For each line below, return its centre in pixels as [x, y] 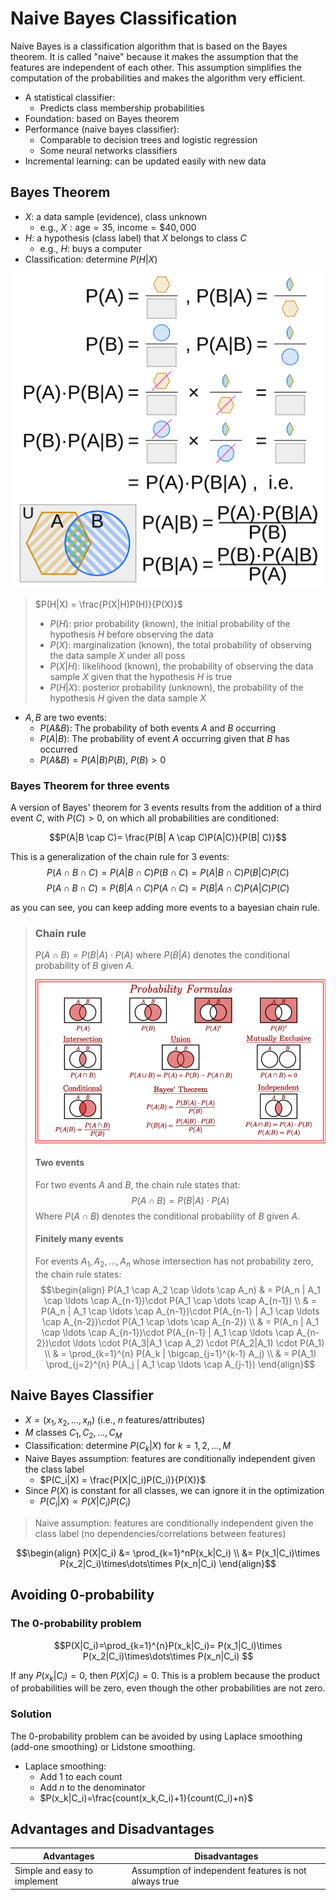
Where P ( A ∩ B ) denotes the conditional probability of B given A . [167, 1216]
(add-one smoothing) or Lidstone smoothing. [103, 1746]
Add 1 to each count [81, 1776]
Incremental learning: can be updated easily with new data [145, 161]
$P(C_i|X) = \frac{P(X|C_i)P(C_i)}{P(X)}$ [123, 1480]
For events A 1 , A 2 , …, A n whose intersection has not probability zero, [174, 1262]
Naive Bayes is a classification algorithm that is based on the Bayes [149, 46]
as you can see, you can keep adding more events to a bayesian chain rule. [165, 908]
